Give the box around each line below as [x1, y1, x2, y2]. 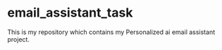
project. [7, 35, 30, 43]
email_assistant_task [7, 5, 133, 21]
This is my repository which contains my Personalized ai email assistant [7, 28, 216, 36]
